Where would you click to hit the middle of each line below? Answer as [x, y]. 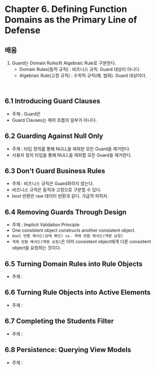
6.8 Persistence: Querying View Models [68, 350]
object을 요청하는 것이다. [36, 248]
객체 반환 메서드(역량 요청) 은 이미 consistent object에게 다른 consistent [81, 242]
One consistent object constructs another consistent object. [74, 230]
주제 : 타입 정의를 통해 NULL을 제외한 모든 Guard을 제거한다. [71, 149]
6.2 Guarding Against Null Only [54, 136]
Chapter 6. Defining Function [66, 9]
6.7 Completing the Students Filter [59, 321]
